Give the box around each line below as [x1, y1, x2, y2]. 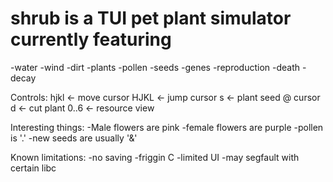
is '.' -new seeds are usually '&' [10, 132, 138, 144]
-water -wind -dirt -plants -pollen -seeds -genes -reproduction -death [10, 61, 301, 73]
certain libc [10, 162, 57, 174]
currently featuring [10, 28, 172, 51]
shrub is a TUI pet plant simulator [10, 7, 292, 30]
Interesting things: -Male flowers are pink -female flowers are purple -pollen [10, 121, 324, 133]
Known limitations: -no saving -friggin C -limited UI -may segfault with [10, 151, 300, 163]
